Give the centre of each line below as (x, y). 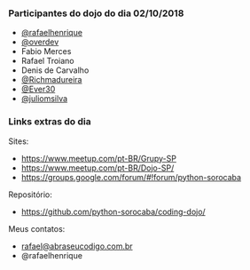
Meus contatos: (37, 228)
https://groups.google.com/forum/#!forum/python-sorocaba (131, 177)
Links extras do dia (50, 122)
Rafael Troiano (47, 61)
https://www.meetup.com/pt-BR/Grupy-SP (98, 158)
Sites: (19, 141)
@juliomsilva (44, 99)
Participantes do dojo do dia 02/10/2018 (96, 13)
